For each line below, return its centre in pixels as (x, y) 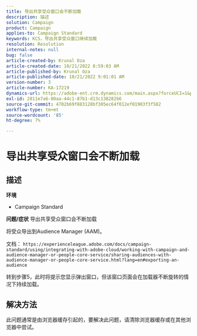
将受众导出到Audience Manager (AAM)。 (56, 232)
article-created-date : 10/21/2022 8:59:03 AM (62, 66)
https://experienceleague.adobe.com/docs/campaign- (87, 245)
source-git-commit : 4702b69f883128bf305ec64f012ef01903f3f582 (84, 104)
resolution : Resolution (35, 45)
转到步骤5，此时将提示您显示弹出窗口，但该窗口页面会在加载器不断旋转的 (95, 277)
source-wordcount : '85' (35, 115)
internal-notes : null (33, 50)
